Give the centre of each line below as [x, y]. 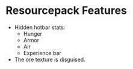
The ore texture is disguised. [50, 59]
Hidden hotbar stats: [40, 27]
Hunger [33, 33]
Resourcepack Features [66, 11]
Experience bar [42, 53]
